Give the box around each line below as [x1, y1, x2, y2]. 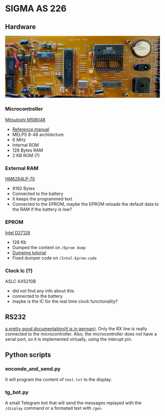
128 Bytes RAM [12, 147, 43, 153]
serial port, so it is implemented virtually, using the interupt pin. [5, 336, 133, 342]
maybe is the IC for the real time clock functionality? [12, 298, 118, 304]
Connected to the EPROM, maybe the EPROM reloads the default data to [12, 201, 159, 207]
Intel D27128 [5, 230, 30, 236]
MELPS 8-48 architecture [12, 131, 64, 137]
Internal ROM [12, 142, 39, 148]
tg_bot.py [5, 388, 29, 395]
